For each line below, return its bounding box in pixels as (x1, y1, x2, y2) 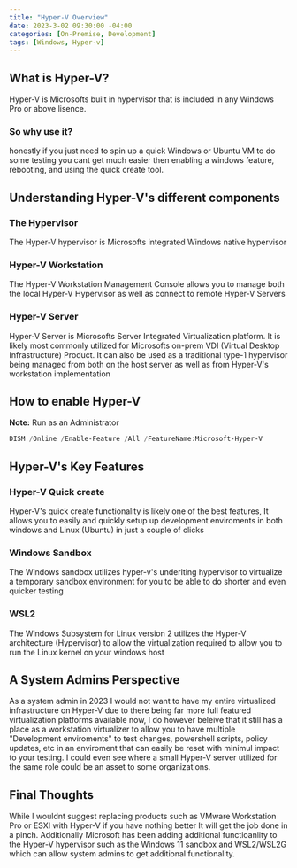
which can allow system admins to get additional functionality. (9, 849, 236, 859)
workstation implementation (9, 368, 110, 379)
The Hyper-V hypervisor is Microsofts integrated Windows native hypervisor (9, 236, 287, 248)
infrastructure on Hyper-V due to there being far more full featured (9, 705, 252, 716)
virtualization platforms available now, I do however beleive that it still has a (9, 715, 283, 725)
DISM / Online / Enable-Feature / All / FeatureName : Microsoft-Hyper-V (9, 435, 263, 444)
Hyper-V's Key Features (9, 459, 145, 474)
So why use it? (9, 125, 73, 137)
